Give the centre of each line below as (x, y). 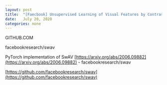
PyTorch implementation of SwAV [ (41, 57)
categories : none (23, 24)
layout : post (19, 10)
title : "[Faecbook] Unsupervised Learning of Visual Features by (75, 14)
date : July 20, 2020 (29, 19)
